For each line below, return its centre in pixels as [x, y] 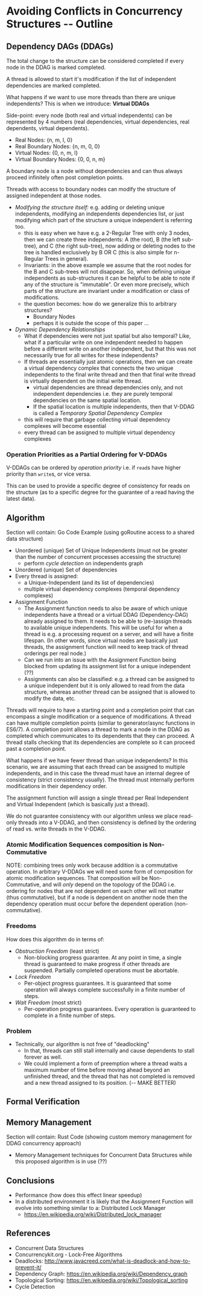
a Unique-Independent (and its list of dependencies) [89, 583]
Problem [19, 1031]
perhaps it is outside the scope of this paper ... [91, 323]
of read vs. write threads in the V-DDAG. [56, 829]
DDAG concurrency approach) [44, 1143]
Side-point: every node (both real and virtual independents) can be [90, 115]
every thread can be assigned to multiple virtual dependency [99, 432]
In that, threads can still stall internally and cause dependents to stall [109, 1051]
